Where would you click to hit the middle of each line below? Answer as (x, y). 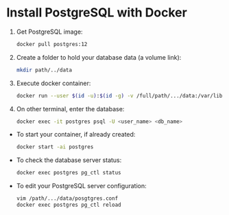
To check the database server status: (69, 160)
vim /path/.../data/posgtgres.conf (67, 199)
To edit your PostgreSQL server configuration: (81, 186)
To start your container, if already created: (76, 135)
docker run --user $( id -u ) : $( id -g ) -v (75, 95)
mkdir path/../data (44, 70)
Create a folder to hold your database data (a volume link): (99, 57)
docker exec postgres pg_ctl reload (69, 205)
